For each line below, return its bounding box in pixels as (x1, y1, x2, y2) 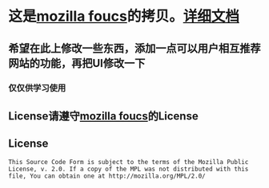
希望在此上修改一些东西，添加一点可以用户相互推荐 (8, 41, 261, 55)
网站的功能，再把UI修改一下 (8, 57, 146, 70)
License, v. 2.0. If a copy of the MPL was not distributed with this (8, 165, 249, 173)
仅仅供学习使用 (8, 82, 66, 93)
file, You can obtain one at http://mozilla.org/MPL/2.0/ (8, 172, 206, 180)
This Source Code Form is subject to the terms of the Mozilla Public (8, 158, 249, 166)
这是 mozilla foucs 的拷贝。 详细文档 (8, 7, 240, 25)
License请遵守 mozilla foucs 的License (8, 109, 199, 123)
